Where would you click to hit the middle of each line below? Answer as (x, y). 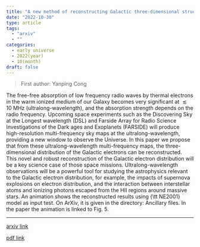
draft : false (22, 67)
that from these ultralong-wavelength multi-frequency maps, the (85, 146)
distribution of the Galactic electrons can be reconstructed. (110, 152)
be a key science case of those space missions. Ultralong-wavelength (92, 165)
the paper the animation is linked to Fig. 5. (57, 210)
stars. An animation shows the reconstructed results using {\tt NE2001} (93, 196)
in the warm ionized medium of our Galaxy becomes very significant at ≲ (97, 102)
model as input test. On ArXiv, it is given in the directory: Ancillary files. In (96, 203)
